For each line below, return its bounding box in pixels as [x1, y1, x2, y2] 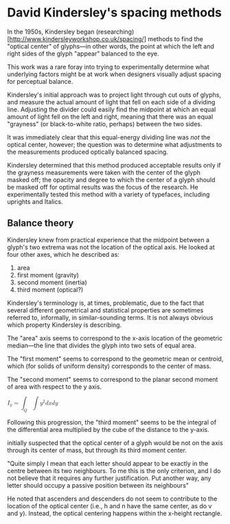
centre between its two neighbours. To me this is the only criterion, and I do [7, 466, 221, 475]
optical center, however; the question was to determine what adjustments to [7, 140, 222, 148]
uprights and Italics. [7, 197, 63, 205]
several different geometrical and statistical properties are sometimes [7, 306, 204, 314]
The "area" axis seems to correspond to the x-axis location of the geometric [7, 334, 223, 342]
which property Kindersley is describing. [7, 321, 122, 329]
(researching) [95, 27, 135, 36]
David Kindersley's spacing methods [7, 5, 222, 21]
